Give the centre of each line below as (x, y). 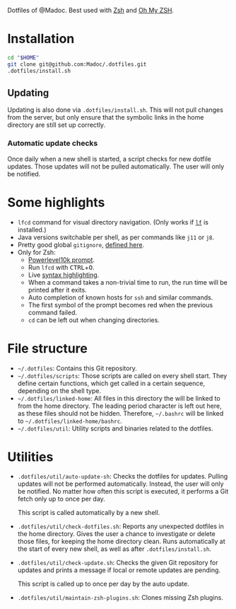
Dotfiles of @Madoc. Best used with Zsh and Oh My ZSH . (91, 10)
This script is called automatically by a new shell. (89, 513)
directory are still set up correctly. (57, 125)
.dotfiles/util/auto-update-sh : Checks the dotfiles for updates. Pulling (123, 477)
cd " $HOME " (23, 57)
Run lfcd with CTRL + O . (61, 267)
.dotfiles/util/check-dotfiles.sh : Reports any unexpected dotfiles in (120, 526)
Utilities (30, 457)
